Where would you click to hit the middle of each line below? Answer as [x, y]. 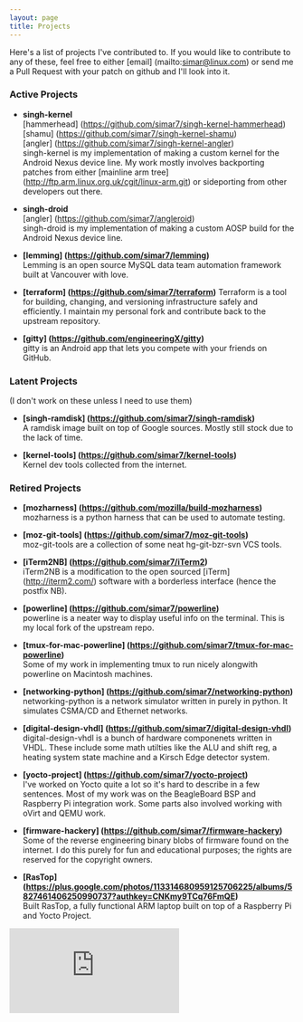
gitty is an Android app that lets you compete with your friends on [145, 348]
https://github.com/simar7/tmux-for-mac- [212, 645]
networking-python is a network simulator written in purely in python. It [155, 702]
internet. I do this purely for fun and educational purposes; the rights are [157, 850]
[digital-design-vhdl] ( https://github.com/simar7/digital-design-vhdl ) [157, 729]
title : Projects [40, 26]
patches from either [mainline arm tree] [95, 172]
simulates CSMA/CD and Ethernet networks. [105, 711]
